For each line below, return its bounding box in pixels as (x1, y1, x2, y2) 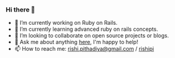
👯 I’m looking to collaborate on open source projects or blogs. (14, 32, 170, 39)
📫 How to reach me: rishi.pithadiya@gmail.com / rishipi (14, 45, 154, 53)
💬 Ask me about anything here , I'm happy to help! (14, 39, 139, 46)
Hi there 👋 (5, 5, 36, 14)
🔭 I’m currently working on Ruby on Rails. (14, 19, 118, 27)
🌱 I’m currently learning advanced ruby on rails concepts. (14, 25, 159, 33)
